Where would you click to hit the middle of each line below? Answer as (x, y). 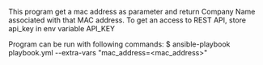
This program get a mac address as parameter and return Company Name (132, 12)
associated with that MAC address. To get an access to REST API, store (127, 20)
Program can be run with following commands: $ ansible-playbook (119, 44)
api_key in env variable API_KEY (62, 28)
